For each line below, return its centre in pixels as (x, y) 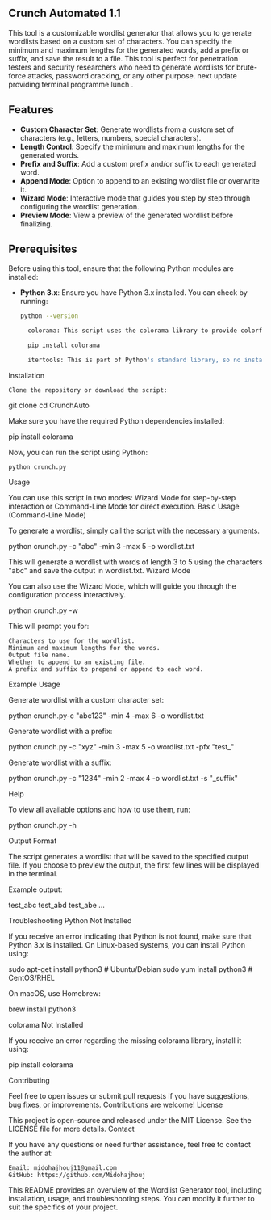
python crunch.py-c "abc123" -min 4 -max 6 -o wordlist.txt (106, 716)
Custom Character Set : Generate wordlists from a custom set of (127, 129)
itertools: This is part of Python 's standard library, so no (134, 360)
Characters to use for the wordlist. (72, 641)
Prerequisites (43, 249)
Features (31, 110)
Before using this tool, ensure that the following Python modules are (121, 268)
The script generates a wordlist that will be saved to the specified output (129, 856)
